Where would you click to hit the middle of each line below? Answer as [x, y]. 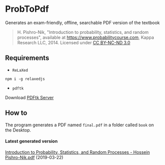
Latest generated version [32, 141]
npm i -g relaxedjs [25, 79]
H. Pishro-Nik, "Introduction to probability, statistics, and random [83, 32]
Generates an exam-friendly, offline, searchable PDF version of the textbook [82, 23]
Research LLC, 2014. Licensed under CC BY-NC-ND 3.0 [74, 42]
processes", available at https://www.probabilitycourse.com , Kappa [85, 37]
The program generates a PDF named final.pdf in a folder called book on [80, 125]
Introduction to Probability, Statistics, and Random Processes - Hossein [78, 152]
